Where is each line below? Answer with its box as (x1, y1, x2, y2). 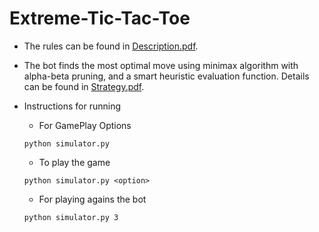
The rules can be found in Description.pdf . (23, 40, 199, 52)
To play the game (38, 156, 111, 168)
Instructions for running (23, 100, 122, 112)
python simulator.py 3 (23, 212, 119, 222)
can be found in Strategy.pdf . (23, 80, 145, 92)
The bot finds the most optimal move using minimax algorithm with (23, 59, 299, 71)
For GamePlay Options (38, 119, 132, 131)
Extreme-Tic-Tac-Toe (9, 7, 191, 30)
